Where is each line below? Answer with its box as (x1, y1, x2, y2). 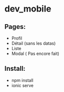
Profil (11, 35, 23, 41)
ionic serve (11, 82, 34, 88)
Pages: (4, 23, 26, 31)
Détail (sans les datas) (11, 40, 56, 46)
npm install (11, 77, 34, 83)
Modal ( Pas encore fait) (11, 51, 60, 56)
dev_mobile (4, 3, 51, 14)
